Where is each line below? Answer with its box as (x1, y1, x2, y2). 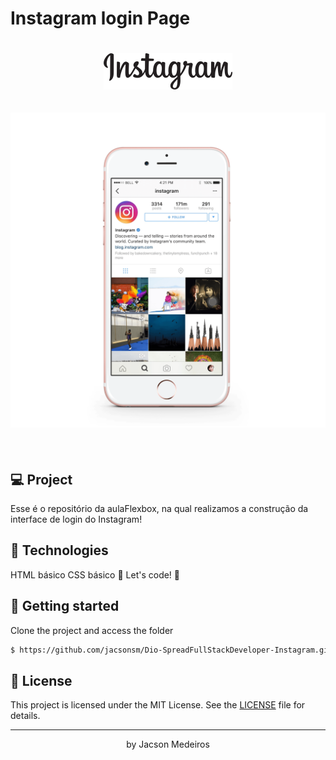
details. (10, 710, 41, 722)
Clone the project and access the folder (10, 624, 174, 636)
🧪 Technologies (10, 542, 109, 559)
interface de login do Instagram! (10, 513, 143, 525)
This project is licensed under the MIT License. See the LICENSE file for (10, 699, 306, 711)
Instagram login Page (10, 7, 191, 30)
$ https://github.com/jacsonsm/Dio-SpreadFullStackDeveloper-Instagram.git (10, 645, 333, 655)
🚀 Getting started (10, 598, 120, 615)
